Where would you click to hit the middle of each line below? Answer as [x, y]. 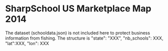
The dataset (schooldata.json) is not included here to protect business [78, 33]
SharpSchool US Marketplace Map [78, 9]
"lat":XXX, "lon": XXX [27, 43]
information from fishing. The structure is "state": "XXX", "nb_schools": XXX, [84, 38]
